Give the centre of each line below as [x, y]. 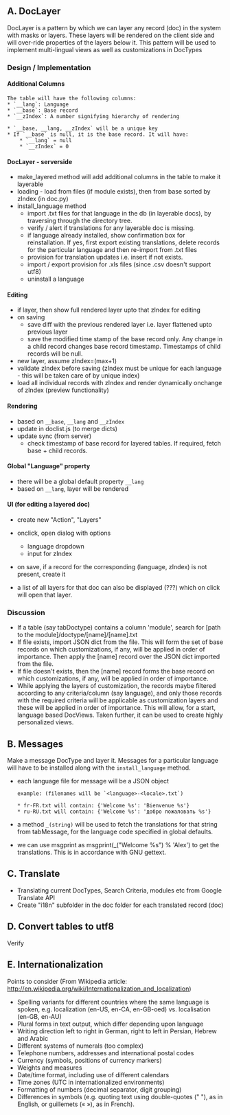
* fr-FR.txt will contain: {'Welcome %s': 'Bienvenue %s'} [103, 806]
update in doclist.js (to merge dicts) [67, 428]
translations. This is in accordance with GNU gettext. [92, 852]
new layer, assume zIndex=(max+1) [67, 361]
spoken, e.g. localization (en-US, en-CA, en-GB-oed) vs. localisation [114, 1009]
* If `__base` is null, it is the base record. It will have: [98, 134]
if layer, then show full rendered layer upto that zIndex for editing [108, 310]
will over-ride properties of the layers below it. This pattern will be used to [112, 42]
